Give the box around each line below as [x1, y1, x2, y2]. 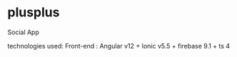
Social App [7, 28, 39, 36]
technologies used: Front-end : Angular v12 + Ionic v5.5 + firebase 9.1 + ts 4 [7, 41, 231, 50]
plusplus [7, 4, 60, 21]
